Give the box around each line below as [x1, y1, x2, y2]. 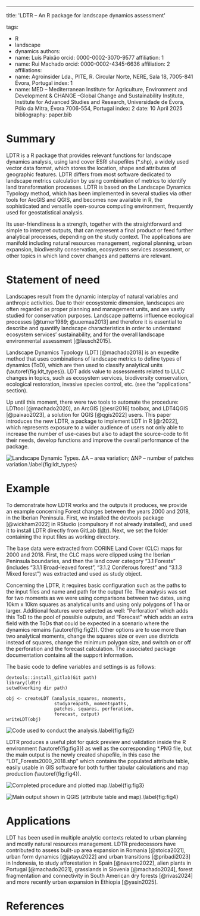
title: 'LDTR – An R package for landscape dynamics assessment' [6, 12, 165, 19]
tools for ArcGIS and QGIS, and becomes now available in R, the [6, 196, 162, 203]
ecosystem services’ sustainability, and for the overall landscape [6, 331, 165, 338]
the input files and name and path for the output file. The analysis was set [6, 588, 187, 595]
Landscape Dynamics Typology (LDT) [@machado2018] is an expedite [6, 349, 179, 356]
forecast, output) [54, 711, 100, 717]
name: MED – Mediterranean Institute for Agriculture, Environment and [14, 86, 187, 93]
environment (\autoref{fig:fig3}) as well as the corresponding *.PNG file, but [6, 745, 192, 752]
